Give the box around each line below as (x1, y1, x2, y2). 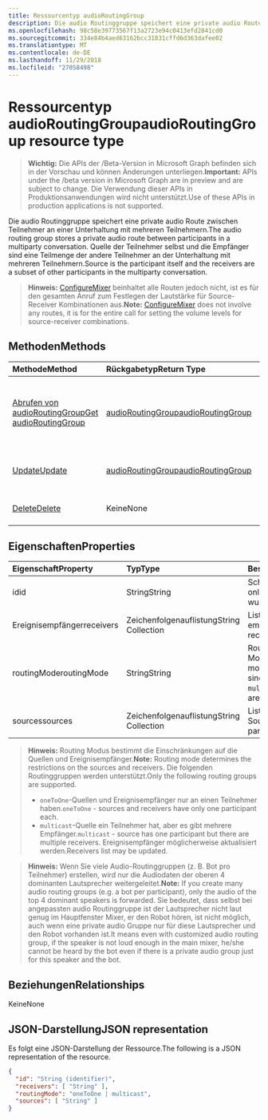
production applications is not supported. (27, 200, 164, 210)
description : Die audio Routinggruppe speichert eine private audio (8, 19, 241, 27)
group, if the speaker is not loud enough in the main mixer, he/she (27, 938, 245, 948)
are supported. (27, 780, 77, 790)
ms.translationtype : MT (8, 42, 88, 49)
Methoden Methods (8, 340, 106, 354)
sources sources (12, 715, 73, 726)
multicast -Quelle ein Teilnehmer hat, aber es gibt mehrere (39, 821, 232, 830)
